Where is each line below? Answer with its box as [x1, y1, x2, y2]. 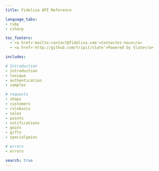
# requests [5, 92, 29, 97]
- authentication [5, 78, 42, 83]
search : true [5, 158, 33, 163]
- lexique [5, 73, 26, 78]
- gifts [5, 130, 22, 135]
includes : [5, 54, 26, 59]
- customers [5, 101, 31, 106]
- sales [5, 111, 22, 116]
